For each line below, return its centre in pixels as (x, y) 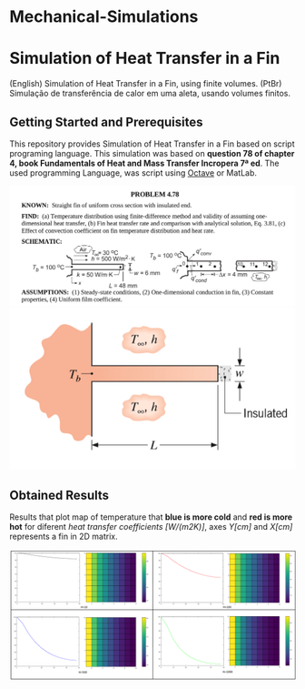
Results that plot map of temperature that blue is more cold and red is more (151, 517)
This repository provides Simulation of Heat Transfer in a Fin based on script (152, 144)
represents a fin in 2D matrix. (64, 537)
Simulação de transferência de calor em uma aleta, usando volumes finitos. (150, 94)
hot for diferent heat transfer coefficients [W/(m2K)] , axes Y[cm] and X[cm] (151, 527)
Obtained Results (59, 495)
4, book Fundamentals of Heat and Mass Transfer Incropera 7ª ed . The (144, 163)
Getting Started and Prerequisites (106, 122)
